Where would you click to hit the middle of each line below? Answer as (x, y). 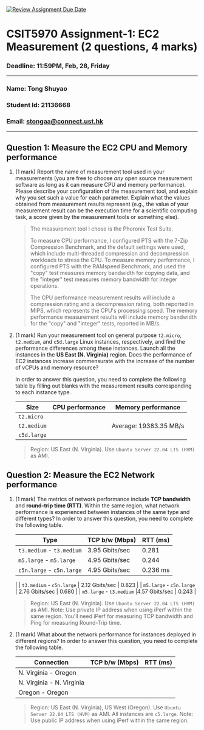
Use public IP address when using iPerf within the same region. (109, 720)
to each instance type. (43, 392)
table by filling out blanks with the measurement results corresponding (104, 386)
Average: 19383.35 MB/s (148, 426)
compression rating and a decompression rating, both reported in (112, 304)
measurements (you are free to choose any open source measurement (104, 178)
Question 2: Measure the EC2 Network (80, 475)
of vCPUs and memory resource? (57, 367)
